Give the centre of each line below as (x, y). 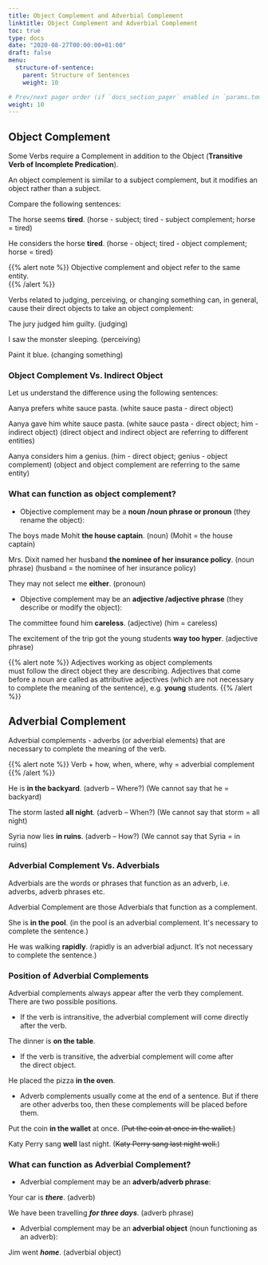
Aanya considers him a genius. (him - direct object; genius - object (118, 456)
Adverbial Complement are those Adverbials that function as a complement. (133, 907)
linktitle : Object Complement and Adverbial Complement (103, 23)
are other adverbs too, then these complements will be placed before (134, 1104)
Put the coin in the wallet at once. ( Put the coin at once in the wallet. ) (122, 1128)
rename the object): (52, 519)
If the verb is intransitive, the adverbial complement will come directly (134, 1017)
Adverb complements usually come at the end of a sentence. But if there (139, 1096)
